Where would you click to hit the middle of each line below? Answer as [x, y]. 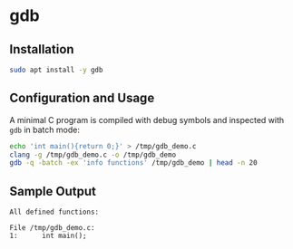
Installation [42, 49]
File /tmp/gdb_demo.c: [52, 228]
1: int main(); [49, 236]
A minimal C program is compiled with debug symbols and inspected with [147, 120]
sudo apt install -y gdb [56, 70]
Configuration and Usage [82, 98]
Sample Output [53, 191]
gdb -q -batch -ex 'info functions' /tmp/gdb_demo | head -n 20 [133, 163]
